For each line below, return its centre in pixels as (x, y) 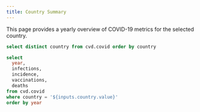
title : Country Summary (36, 12)
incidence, (26, 74)
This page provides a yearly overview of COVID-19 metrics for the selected (100, 29)
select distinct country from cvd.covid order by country (81, 47)
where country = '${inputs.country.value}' (62, 97)
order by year (24, 103)
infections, (27, 69)
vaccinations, (29, 80)
